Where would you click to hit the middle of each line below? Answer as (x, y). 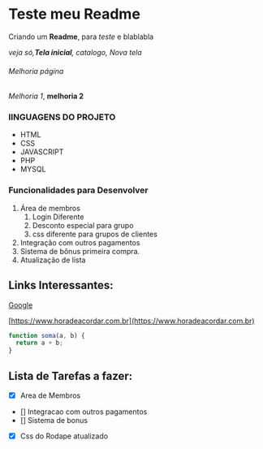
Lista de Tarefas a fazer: (71, 376)
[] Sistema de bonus (54, 421)
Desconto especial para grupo (83, 225)
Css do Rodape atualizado (64, 436)
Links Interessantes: (61, 285)
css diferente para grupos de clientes (95, 234)
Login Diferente (58, 217)
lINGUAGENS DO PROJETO (62, 117)
